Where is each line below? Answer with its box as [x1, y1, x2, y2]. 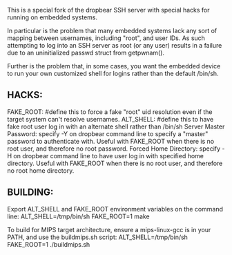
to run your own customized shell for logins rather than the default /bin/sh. [7, 69, 219, 77]
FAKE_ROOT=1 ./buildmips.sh [7, 240, 90, 248]
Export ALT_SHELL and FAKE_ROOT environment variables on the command [7, 205, 223, 213]
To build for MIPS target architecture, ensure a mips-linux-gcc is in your [7, 225, 211, 234]
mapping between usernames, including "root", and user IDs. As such [7, 34, 206, 42]
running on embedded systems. [7, 13, 98, 21]
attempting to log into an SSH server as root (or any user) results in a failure [7, 41, 222, 49]
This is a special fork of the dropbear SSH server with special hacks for [7, 6, 210, 14]
